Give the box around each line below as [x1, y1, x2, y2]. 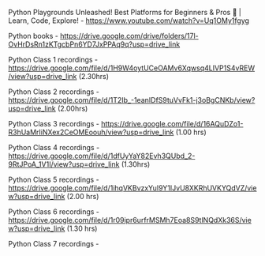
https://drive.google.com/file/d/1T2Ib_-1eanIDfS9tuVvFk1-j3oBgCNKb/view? [8, 96, 256, 104]
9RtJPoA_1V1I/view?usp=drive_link [8, 160, 120, 169]
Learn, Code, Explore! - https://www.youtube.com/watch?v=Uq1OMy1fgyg [8, 16, 250, 25]
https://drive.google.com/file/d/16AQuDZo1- [101, 119, 244, 128]
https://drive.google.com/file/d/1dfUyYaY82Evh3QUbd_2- [8, 151, 196, 160]
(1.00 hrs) [175, 127, 207, 137]
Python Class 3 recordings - [8, 119, 100, 128]
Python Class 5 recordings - [8, 175, 100, 184]
